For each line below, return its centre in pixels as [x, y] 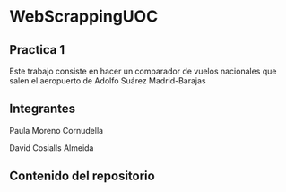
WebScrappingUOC [84, 17]
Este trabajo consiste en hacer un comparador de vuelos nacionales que [143, 71]
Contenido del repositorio [82, 176]
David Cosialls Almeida [52, 148]
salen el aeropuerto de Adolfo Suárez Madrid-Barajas [108, 81]
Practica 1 [37, 50]
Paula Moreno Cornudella [56, 130]
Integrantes [43, 109]
